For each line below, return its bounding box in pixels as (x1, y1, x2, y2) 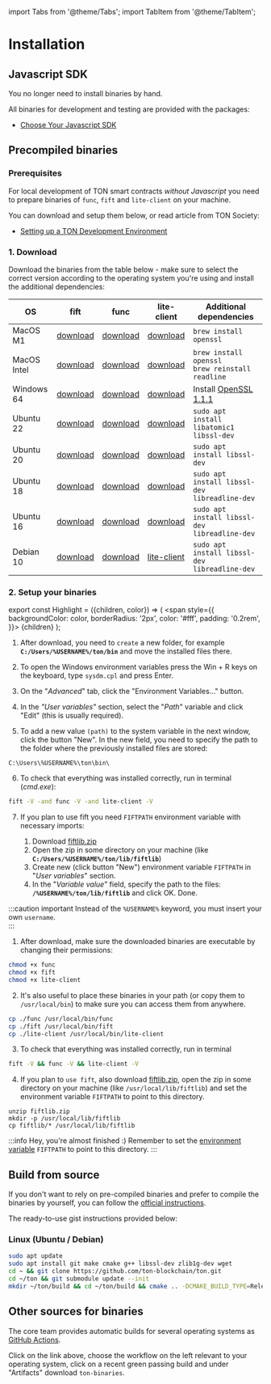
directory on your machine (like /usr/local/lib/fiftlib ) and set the (19, 1083, 248, 1093)
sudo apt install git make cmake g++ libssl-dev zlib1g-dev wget (8, 1259, 232, 1268)
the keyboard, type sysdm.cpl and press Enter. (19, 671, 174, 680)
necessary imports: (19, 821, 85, 831)
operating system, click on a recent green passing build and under (8, 1359, 229, 1369)
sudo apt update (8, 1252, 63, 1260)
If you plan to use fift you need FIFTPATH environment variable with (19, 812, 241, 822)
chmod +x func (8, 961, 56, 969)
